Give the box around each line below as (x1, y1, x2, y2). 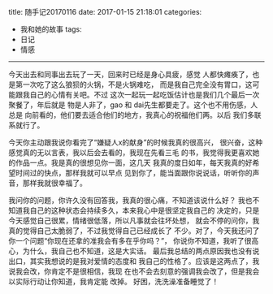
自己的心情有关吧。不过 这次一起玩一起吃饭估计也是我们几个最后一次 (29, 90, 260, 99)
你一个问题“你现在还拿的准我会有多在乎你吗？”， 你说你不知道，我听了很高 (8, 236, 259, 245)
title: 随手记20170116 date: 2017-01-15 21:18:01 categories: (8, 7, 202, 16)
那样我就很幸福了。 (22, 178, 87, 188)
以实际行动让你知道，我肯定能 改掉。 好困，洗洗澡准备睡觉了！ (8, 277, 219, 286)
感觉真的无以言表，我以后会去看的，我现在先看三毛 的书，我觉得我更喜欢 (8, 148, 253, 157)
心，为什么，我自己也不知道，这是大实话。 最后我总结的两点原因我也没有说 (8, 246, 260, 256)
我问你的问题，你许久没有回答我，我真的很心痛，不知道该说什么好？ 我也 (8, 196, 253, 205)
